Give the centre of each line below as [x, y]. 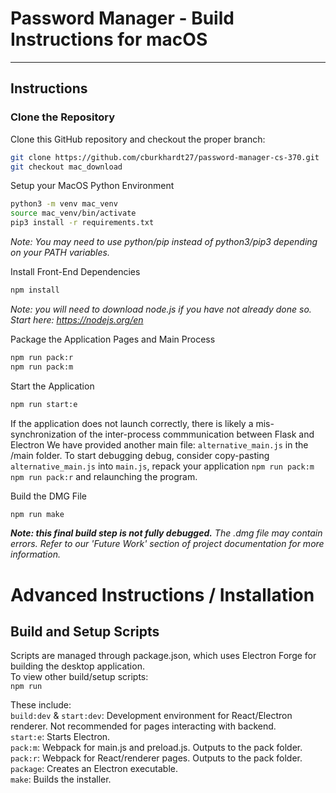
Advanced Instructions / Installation [162, 594]
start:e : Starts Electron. [60, 737]
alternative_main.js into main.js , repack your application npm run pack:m [162, 466]
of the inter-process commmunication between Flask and [196, 434]
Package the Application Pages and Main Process [113, 339]
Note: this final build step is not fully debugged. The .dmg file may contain [166, 533]
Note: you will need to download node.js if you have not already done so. [161, 309]
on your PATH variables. [60, 252]
